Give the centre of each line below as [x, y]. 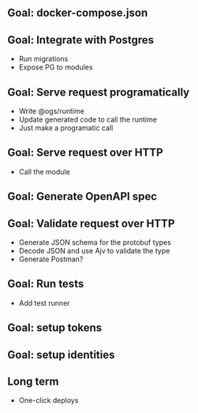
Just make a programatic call [66, 128]
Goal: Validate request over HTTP [91, 223]
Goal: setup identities [61, 355]
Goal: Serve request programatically [99, 92]
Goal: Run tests [46, 284]
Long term [33, 382]
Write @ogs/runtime [51, 111]
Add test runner [44, 302]
